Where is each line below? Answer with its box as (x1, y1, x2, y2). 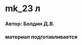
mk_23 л (5, 3, 41, 14)
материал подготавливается (5, 34, 78, 41)
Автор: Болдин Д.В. (5, 21, 55, 27)
